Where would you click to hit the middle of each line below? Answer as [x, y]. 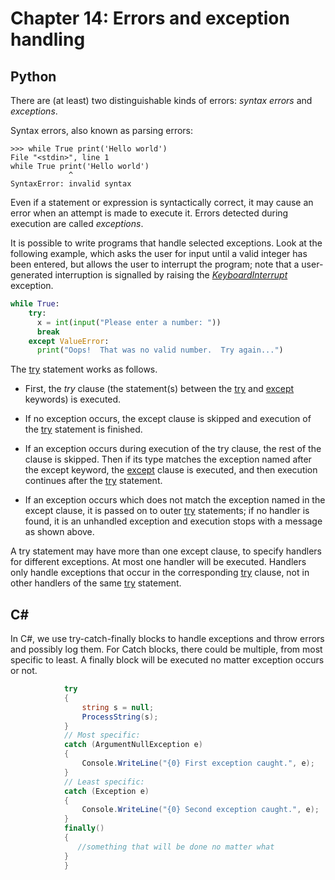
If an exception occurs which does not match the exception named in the [175, 500]
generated [31, 275]
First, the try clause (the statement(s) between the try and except [159, 389]
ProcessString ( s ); [120, 717]
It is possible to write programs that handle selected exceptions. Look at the [166, 243]
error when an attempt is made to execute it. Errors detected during [149, 213]
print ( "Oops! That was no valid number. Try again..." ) [160, 350]
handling [48, 39]
